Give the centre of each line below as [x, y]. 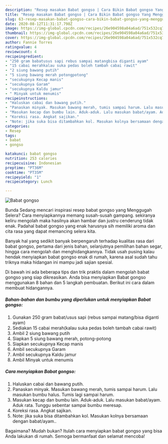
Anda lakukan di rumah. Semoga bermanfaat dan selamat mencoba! [75, 436]
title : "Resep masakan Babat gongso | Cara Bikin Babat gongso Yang [78, 15]
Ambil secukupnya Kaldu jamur [44, 355]
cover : [12, 38]
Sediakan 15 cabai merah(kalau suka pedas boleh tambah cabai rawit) [84, 328]
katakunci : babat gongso [31, 154]
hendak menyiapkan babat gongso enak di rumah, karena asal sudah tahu [81, 257]
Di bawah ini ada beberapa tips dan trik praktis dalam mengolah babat [77, 272]
